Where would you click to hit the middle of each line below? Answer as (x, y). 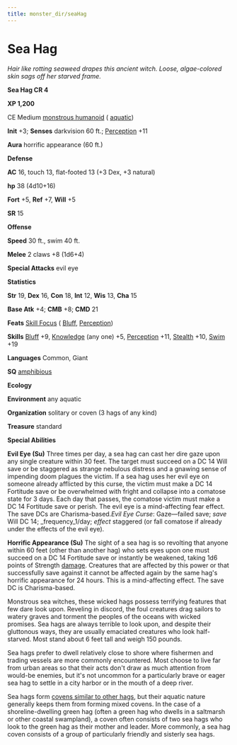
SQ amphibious (30, 371)
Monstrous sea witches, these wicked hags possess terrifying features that (117, 601)
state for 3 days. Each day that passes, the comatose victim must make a (114, 499)
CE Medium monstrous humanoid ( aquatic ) (71, 117)
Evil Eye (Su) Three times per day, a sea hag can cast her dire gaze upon (114, 454)
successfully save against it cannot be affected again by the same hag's (112, 572)
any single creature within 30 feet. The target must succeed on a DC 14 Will (117, 461)
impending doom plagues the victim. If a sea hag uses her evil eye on (108, 476)
